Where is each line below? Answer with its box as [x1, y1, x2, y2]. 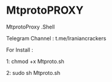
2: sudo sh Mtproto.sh [6, 69, 61, 76]
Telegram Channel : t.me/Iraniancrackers [6, 34, 107, 42]
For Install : [6, 46, 33, 53]
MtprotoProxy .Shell [6, 23, 55, 30]
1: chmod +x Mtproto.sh [6, 58, 64, 65]
